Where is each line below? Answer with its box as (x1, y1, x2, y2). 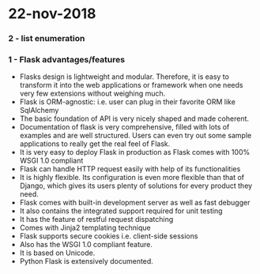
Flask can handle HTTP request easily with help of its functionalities (19, 164, 241, 174)
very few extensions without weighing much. (19, 88, 166, 99)
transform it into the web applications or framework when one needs (19, 81, 243, 90)
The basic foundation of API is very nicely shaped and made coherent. (19, 114, 250, 123)
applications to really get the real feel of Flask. (19, 139, 171, 148)
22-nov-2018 (8, 5, 96, 23)
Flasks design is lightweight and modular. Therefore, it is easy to (19, 72, 229, 81)
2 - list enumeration (8, 33, 85, 44)
